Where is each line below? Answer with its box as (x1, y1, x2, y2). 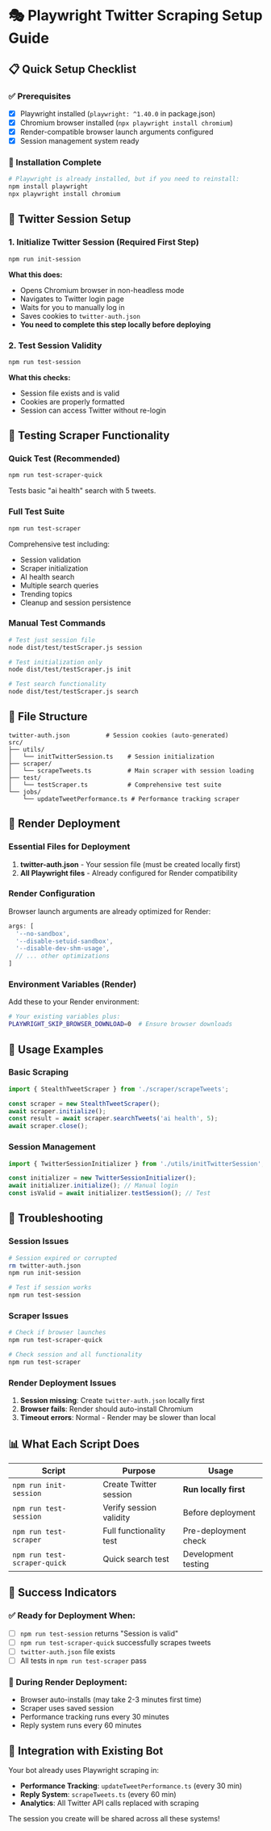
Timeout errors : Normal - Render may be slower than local (19, 1413, 216, 1422)
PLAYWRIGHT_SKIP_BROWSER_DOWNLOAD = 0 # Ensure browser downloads (8, 1020, 232, 1029)
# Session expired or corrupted (8, 1254, 117, 1262)
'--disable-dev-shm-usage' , (15, 945, 110, 953)
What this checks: (8, 372, 71, 382)
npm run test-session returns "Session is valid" (19, 1628, 179, 1638)
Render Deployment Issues (8, 1377, 117, 1389)
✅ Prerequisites (8, 90, 71, 102)
